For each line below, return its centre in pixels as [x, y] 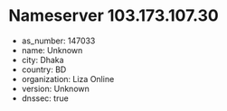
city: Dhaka [43, 60]
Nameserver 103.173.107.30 [113, 16]
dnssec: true [45, 98]
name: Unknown [52, 50]
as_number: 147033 [58, 41]
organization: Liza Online [68, 79]
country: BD [44, 69]
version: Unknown [55, 88]
